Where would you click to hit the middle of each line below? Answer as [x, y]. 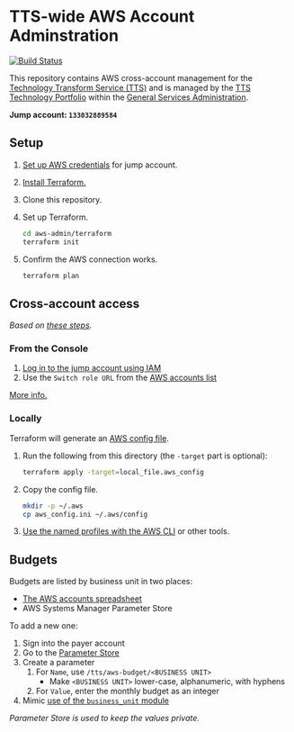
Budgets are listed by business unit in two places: [101, 582]
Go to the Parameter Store [71, 653]
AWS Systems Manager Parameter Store [97, 609]
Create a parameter [58, 663]
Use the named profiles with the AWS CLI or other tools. [126, 531]
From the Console [49, 348]
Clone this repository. [62, 199]
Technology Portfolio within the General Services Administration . [129, 97]
